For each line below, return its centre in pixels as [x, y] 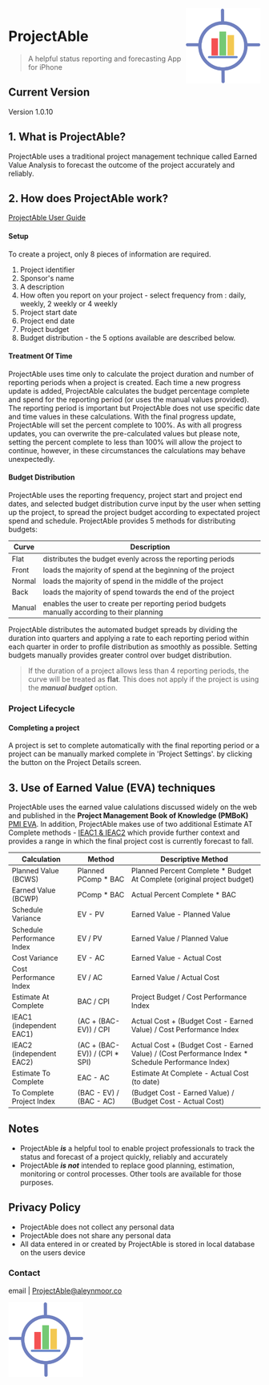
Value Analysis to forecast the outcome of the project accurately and [122, 164]
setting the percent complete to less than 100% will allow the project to [125, 442]
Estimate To [31, 1073]
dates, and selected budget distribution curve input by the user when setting [134, 504]
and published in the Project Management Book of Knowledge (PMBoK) [128, 816]
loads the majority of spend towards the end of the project [139, 592]
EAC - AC [93, 1077]
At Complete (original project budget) [193, 879]
